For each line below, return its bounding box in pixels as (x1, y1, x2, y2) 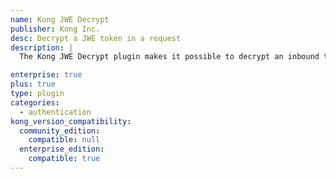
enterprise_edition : (19, 144, 105, 155)
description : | (10, 42, 74, 53)
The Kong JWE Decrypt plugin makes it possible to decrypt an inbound (19, 52, 320, 62)
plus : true (10, 79, 56, 90)
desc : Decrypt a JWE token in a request (10, 33, 182, 43)
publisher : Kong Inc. (10, 24, 101, 34)
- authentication (19, 107, 92, 117)
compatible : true (28, 154, 101, 164)
